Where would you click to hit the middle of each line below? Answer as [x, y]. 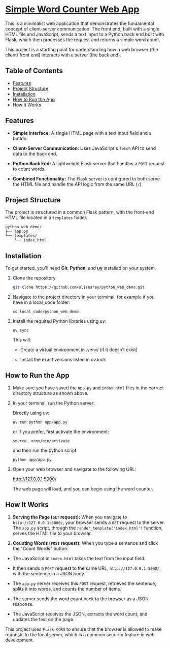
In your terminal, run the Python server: [54, 403]
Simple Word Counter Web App [72, 9]
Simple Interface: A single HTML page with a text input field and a [82, 133]
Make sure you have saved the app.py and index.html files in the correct [88, 388]
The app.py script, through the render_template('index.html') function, [88, 528]
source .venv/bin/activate [41, 441]
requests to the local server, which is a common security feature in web [80, 634]
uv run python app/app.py [40, 422]
